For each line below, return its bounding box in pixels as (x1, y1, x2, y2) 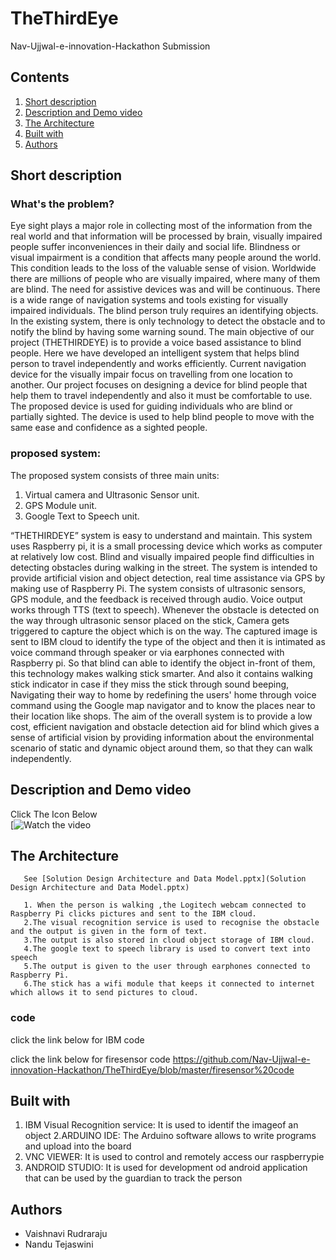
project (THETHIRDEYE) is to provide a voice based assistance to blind (10, 337, 302, 349)
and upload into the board (24, 1140, 132, 1152)
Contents (10, 69, 70, 86)
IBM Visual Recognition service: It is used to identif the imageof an (24, 1119, 299, 1131)
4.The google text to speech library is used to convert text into (23, 944, 311, 954)
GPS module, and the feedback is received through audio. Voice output (10, 593, 303, 605)
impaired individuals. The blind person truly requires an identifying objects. (10, 305, 319, 317)
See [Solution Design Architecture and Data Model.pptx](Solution (23, 874, 307, 884)
